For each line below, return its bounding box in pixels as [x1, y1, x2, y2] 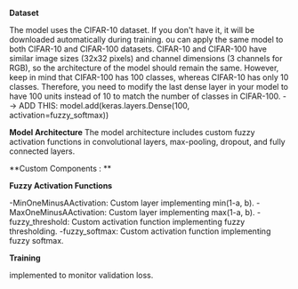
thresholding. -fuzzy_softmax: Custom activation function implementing [9, 226, 271, 237]
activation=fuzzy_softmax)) [9, 110, 109, 120]
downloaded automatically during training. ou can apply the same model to [9, 35, 284, 44]
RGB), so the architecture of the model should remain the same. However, [9, 62, 279, 73]
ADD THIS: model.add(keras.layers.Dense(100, [19, 100, 189, 110]
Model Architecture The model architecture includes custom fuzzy [9, 127, 255, 137]
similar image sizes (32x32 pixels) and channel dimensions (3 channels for [9, 53, 283, 63]
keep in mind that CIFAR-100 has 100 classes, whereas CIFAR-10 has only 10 [9, 72, 289, 83]
